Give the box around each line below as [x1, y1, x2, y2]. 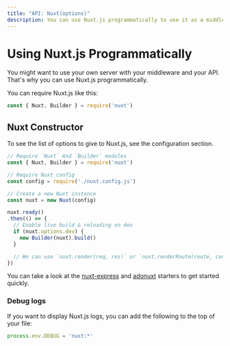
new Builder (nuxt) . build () [19, 234, 97, 241]
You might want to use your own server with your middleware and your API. [7, 69, 220, 77]
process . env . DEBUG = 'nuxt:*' [7, 332, 94, 339]
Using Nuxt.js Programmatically [7, 46, 192, 62]
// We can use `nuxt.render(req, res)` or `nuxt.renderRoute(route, [13, 253, 213, 260]
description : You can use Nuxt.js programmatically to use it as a [7, 16, 204, 23]
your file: [7, 319, 32, 328]
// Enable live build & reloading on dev [13, 222, 133, 229]
